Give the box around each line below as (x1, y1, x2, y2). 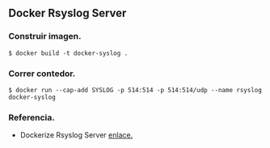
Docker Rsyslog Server (8, 6, 127, 20)
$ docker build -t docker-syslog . (8, 49, 129, 57)
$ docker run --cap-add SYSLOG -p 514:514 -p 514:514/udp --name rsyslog (8, 86, 263, 94)
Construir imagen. (8, 31, 82, 42)
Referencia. (8, 112, 55, 123)
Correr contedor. (8, 68, 76, 79)
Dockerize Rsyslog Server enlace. (19, 130, 133, 140)
